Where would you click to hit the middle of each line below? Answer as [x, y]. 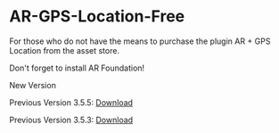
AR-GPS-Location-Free [97, 17]
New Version [33, 85]
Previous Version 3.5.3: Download [71, 120]
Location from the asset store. [65, 50]
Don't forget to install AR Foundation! [77, 68]
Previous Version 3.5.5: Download [71, 102]
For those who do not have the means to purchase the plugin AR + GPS [140, 41]
